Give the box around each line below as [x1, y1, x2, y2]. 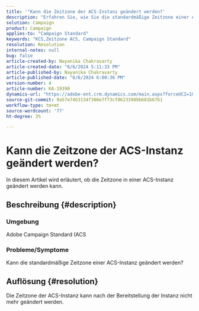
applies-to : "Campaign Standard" [6, 31, 89, 37]
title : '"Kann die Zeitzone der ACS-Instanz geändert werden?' [6, 8, 166, 15]
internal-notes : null [6, 47, 60, 53]
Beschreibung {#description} [6, 200, 117, 210]
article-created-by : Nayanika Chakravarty [6, 58, 113, 64]
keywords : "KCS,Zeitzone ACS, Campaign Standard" [6, 36, 131, 42]
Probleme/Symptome [6, 245, 69, 254]
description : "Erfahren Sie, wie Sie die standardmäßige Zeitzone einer [6, 14, 190, 20]
